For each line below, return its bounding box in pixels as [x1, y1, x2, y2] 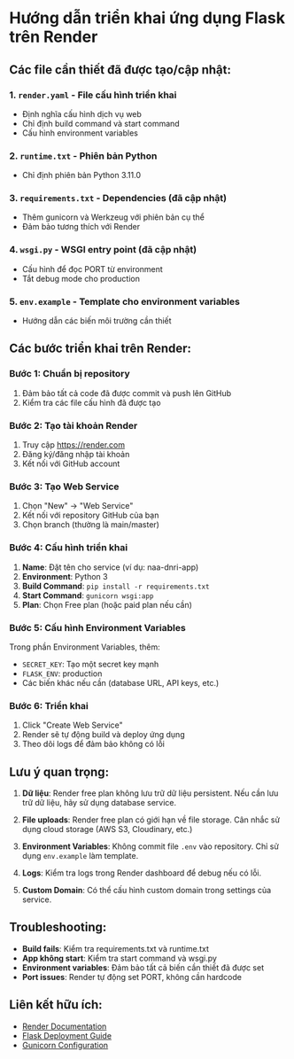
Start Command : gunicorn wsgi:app [21, 589, 154, 601]
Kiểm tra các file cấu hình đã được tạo [21, 397, 161, 408]
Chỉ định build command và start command [21, 118, 180, 128]
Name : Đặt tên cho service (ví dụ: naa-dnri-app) [21, 562, 199, 572]
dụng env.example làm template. [21, 851, 139, 861]
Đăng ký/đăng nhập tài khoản [21, 449, 130, 460]
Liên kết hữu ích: [9, 997, 104, 1013]
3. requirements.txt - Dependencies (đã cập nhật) [9, 192, 228, 205]
